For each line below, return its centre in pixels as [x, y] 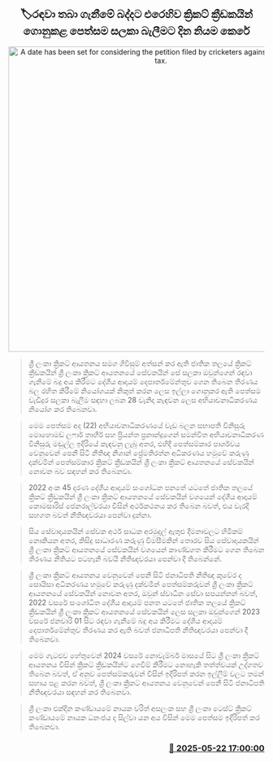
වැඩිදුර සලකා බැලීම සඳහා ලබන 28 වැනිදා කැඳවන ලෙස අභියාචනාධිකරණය [143, 400]
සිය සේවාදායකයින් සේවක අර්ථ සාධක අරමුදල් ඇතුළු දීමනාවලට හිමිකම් [136, 531]
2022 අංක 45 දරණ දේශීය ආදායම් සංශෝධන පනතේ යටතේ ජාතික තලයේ [141, 487]
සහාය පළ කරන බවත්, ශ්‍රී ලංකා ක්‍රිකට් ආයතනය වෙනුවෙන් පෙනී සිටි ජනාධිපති [146, 682]
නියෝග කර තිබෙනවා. [63, 409]
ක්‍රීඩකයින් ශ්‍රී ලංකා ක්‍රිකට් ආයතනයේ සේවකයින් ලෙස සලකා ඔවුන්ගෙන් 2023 [144, 611]
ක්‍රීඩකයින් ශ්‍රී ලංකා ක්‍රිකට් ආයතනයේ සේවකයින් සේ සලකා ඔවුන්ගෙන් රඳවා [140, 372]
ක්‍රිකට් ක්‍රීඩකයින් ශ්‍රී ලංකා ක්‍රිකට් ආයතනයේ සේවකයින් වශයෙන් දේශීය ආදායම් [143, 497]
